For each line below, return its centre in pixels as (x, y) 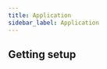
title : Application (40, 15)
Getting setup (42, 54)
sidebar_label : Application (54, 23)
